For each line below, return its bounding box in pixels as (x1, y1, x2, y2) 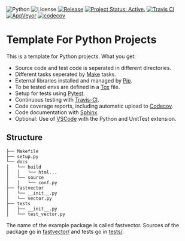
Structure (6, 132, 43, 143)
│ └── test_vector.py (6, 211, 66, 217)
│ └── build (6, 164, 42, 170)
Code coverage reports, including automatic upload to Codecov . (14, 102, 174, 109)
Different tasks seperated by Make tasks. (14, 71, 117, 78)
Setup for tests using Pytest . (14, 90, 85, 97)
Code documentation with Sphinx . (14, 108, 99, 116)
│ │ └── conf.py (6, 179, 58, 185)
